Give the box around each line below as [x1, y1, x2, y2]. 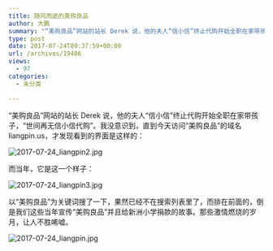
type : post [8, 34, 45, 43]
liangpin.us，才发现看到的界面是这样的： [8, 131, 145, 141]
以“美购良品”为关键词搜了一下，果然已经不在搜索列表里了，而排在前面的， [8, 197, 258, 206]
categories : [8, 72, 49, 80]
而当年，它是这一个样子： [8, 163, 94, 173]
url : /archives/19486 [8, 50, 82, 58]
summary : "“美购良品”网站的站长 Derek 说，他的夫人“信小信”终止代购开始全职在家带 [8, 27, 261, 35]
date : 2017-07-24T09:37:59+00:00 [8, 42, 122, 50]
